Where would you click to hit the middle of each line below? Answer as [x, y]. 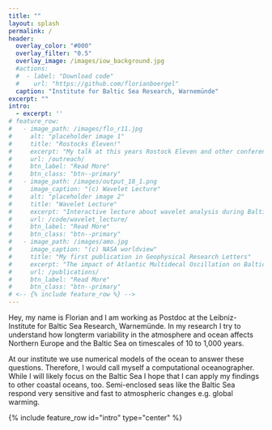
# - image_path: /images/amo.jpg [68, 242]
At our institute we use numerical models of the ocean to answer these [126, 359]
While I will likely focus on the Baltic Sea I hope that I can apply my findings [134, 376]
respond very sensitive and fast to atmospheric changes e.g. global [121, 393]
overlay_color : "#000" [54, 46]
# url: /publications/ [54, 272]
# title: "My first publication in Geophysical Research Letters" [130, 257]
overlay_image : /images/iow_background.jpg [90, 62]
